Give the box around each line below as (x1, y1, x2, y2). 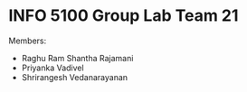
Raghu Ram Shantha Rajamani (21, 52, 134, 63)
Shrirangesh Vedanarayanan (21, 71, 128, 82)
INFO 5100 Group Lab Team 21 (8, 5, 239, 26)
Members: (8, 35, 47, 46)
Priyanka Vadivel (21, 62, 84, 73)
